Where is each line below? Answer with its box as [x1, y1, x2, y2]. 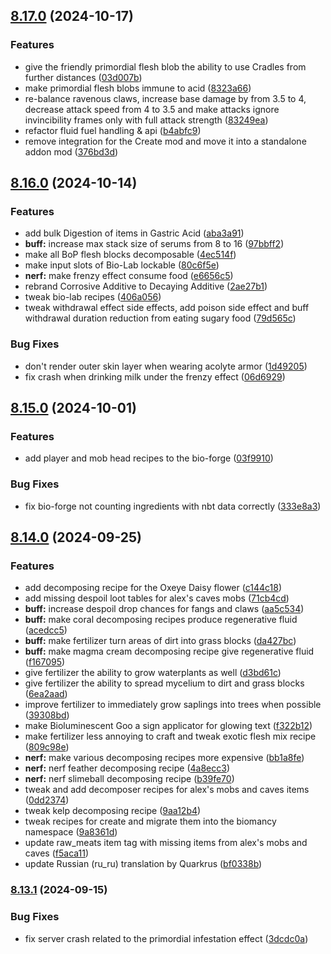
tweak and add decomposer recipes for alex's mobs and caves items [24, 784, 310, 796]
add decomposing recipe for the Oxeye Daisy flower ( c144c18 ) [24, 582, 282, 594]
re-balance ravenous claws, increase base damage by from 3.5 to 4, [24, 92, 307, 104]
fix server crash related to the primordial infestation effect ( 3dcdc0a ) [24, 932, 309, 944]
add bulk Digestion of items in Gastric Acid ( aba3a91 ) [24, 227, 245, 239]
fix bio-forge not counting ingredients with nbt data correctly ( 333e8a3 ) [24, 500, 322, 512]
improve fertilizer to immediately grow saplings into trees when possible [24, 699, 322, 711]
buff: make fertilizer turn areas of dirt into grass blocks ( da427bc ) [24, 635, 297, 647]
